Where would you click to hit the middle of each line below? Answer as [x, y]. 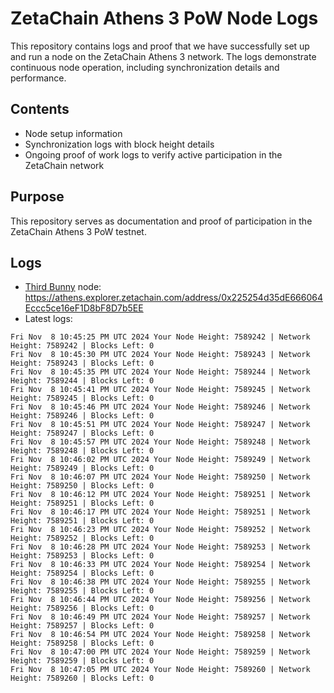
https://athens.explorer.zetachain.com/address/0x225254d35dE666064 [173, 298]
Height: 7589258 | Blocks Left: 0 [82, 643]
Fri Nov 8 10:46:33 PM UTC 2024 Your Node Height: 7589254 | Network [160, 565]
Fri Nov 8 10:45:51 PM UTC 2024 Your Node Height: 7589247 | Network [160, 425]
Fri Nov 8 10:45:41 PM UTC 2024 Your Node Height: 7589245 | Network [160, 390]
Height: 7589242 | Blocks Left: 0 [82, 346]
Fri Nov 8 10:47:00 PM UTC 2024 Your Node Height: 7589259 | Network [160, 652]
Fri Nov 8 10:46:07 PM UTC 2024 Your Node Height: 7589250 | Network [160, 477]
